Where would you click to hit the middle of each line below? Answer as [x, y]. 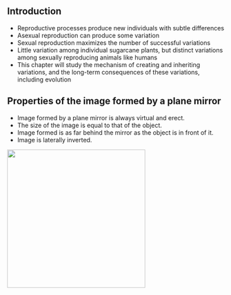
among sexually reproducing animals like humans [87, 57]
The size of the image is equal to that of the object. [89, 125]
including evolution [44, 79]
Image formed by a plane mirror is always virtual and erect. [101, 117]
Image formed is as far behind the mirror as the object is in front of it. [115, 132]
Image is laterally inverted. [54, 140]
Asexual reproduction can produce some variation [88, 35]
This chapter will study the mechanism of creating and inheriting [109, 64]
